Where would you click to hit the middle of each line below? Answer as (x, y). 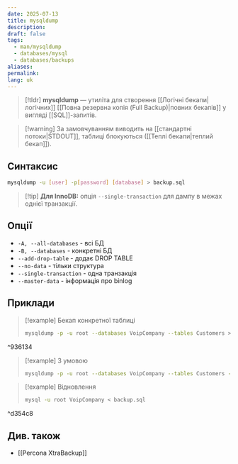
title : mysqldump (33, 21)
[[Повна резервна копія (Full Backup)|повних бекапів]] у (142, 108)
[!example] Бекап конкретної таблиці (80, 320)
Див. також (34, 436)
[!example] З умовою (56, 360)
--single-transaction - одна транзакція (77, 273)
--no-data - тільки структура (61, 265)
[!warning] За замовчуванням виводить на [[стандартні (108, 129)
